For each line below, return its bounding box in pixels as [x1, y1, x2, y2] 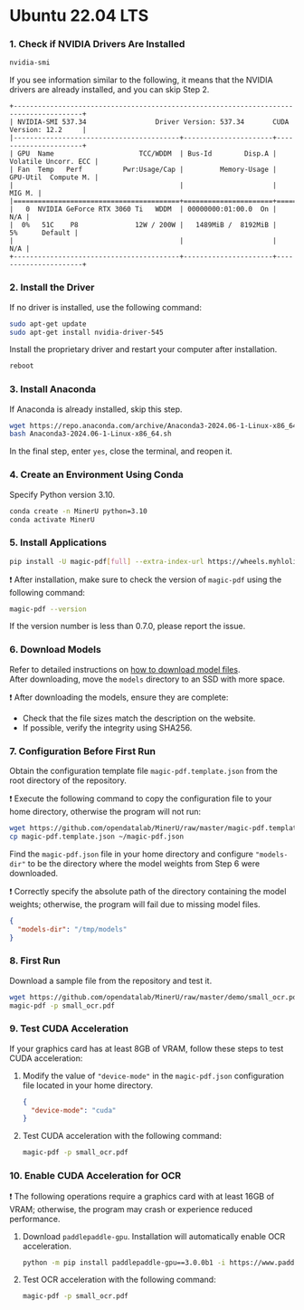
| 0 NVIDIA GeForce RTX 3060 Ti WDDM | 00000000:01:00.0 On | [9, 205, 278, 214]
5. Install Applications [9, 536, 107, 549]
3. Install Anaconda [9, 383, 97, 396]
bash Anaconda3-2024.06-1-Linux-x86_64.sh [9, 429, 172, 439]
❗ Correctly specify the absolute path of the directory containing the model [9, 885, 287, 896]
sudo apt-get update [9, 319, 88, 329]
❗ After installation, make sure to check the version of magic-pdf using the [9, 574, 282, 585]
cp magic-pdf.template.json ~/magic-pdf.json [9, 832, 184, 841]
